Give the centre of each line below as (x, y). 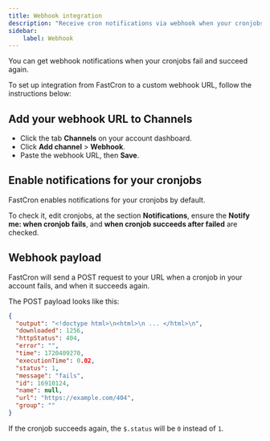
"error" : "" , (37, 346)
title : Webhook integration (55, 16)
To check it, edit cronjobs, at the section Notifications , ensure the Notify (129, 215)
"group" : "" (36, 406)
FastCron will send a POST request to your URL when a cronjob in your (125, 277)
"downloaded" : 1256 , (50, 331)
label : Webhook (48, 38)
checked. (24, 232)
